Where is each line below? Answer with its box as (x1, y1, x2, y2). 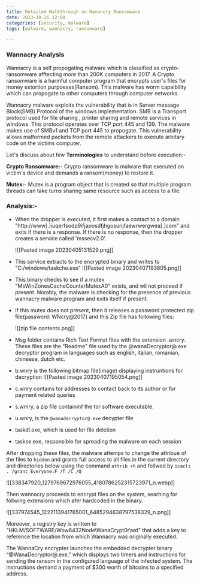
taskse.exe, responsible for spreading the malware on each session (14, 438, 181, 445)
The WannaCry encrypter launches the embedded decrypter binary (6, 544, 172, 551)
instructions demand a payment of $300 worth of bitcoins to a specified (6, 563, 184, 571)
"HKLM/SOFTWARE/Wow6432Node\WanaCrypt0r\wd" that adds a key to (6, 526, 187, 533)
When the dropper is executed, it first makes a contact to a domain (14, 215, 180, 222)
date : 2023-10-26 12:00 (6, 14, 66, 20)
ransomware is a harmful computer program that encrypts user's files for (6, 77, 187, 84)
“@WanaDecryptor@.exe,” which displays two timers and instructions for (6, 551, 186, 558)
